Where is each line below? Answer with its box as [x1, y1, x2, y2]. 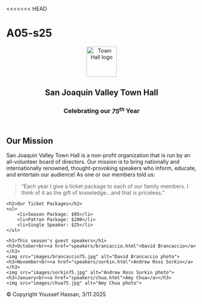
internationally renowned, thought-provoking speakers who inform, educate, [6, 164, 197, 172]
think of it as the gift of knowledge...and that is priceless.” [21, 189, 165, 196]
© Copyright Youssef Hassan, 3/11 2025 [6, 291, 106, 298]
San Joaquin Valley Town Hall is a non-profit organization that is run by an [6, 152, 191, 159]
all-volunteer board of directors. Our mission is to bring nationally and [6, 158, 180, 166]
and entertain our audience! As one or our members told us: [6, 171, 155, 178]
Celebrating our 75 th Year [63, 106, 140, 115]
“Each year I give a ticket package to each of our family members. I [21, 183, 189, 190]
